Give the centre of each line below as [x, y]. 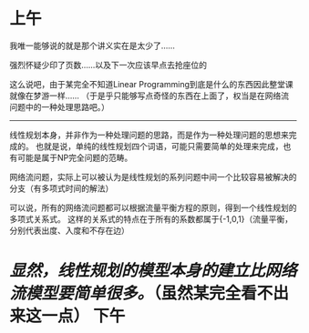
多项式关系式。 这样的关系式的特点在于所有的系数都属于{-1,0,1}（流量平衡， [151, 218]
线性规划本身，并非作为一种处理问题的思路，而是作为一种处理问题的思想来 [149, 135]
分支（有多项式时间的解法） [62, 188]
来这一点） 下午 [67, 316]
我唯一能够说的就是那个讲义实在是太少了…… [93, 45]
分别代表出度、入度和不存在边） [69, 230]
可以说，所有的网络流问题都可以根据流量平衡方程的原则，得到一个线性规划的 [153, 207]
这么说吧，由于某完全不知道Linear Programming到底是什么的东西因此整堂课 [151, 84]
